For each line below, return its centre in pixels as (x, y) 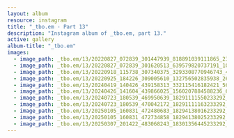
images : (18, 53)
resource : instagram (37, 20)
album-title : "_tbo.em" (42, 46)
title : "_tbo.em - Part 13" (48, 26)
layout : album (28, 14)
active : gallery (31, 40)
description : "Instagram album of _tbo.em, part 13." (87, 33)
